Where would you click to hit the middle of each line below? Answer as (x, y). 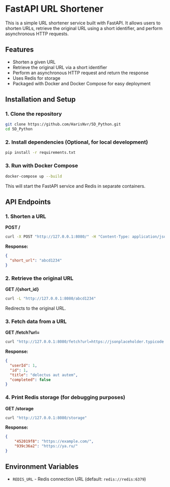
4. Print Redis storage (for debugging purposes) (65, 398)
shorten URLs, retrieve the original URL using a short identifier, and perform (84, 28)
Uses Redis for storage (36, 78)
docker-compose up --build (34, 176)
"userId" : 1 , (24, 365)
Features (19, 50)
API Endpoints (28, 202)
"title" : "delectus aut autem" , (44, 375)
